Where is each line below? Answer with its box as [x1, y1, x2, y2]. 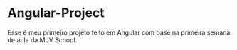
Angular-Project [7, 5, 105, 21]
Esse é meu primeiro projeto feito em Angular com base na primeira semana [7, 28, 231, 37]
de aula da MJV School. [7, 35, 78, 44]
